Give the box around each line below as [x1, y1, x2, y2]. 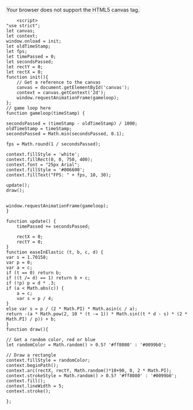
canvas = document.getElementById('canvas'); [16, 85, 130, 91]
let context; [6, 33, 38, 39]
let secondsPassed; [6, 59, 54, 65]
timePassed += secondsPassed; [16, 224, 91, 229]
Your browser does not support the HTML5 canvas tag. [6, 6, 140, 13]
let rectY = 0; [6, 64, 43, 70]
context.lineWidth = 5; [6, 383, 65, 389]
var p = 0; [6, 259, 33, 265]
